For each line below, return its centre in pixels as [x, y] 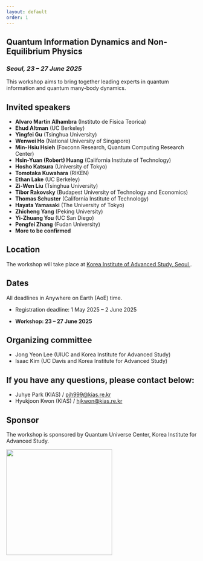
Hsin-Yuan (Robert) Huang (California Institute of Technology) [93, 160]
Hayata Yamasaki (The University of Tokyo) [70, 205]
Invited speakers [38, 107]
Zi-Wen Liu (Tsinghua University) [56, 186]
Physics [67, 51]
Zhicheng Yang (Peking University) [59, 211]
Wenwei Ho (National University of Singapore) [73, 141]
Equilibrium [28, 51]
